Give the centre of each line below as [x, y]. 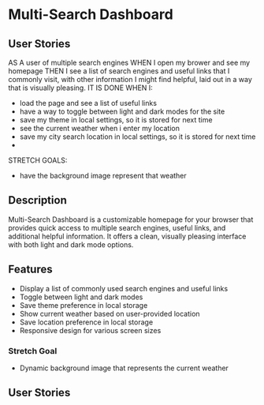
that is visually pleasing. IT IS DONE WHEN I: [81, 88]
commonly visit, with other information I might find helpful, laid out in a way [130, 79]
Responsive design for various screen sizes [90, 330]
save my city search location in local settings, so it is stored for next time [138, 137]
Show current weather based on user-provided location [110, 313]
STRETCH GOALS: [38, 160]
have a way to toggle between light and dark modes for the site [122, 111]
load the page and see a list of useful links [88, 103]
